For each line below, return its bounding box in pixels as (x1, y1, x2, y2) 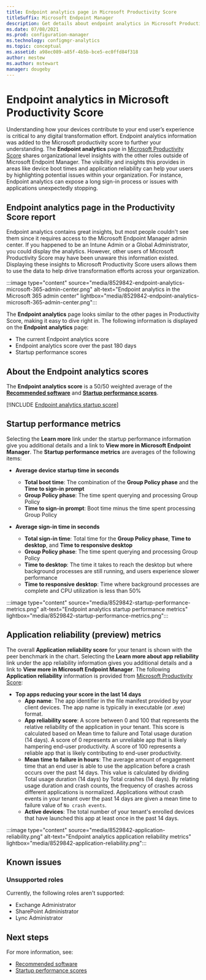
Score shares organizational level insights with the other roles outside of (6, 152, 189, 160)
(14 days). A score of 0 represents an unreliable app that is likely (24, 736, 187, 743)
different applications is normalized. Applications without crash (24, 788, 184, 795)
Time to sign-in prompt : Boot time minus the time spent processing (24, 504, 196, 512)
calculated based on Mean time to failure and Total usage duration (24, 730, 192, 737)
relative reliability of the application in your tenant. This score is (24, 723, 185, 730)
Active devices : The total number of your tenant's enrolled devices (24, 808, 194, 815)
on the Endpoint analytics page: (6, 323, 89, 331)
